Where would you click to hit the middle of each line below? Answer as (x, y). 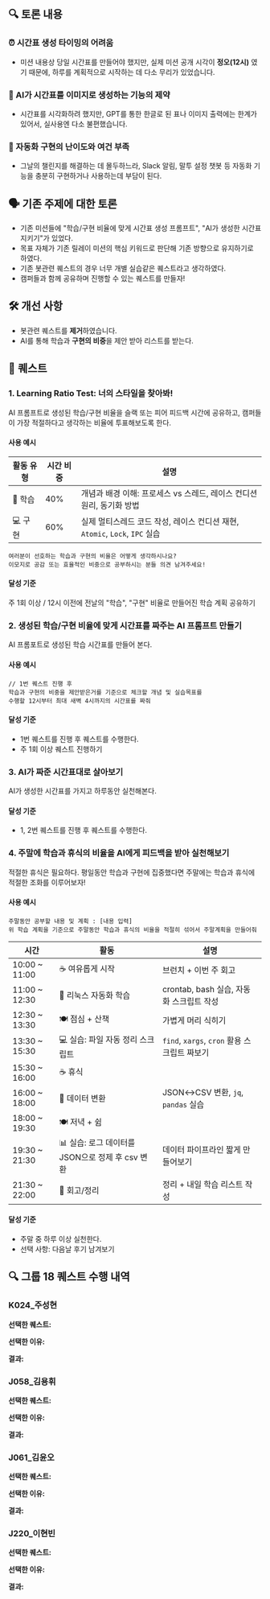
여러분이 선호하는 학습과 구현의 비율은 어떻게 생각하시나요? (92, 556)
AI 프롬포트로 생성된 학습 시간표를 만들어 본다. (80, 645)
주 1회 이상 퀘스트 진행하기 (61, 749)
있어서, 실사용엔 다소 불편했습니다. (74, 124)
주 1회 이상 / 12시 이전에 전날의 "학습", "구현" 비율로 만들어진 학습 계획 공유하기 (132, 603)
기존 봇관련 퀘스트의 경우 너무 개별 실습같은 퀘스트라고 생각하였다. (123, 269)
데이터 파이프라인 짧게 (201, 1150)
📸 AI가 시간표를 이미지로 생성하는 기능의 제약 (89, 95)
